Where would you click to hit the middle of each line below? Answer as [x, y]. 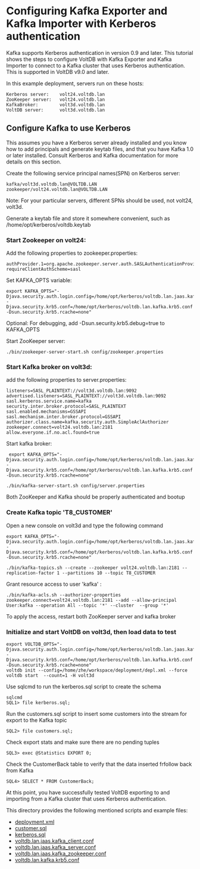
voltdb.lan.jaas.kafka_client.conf [54, 841]
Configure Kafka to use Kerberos [68, 129]
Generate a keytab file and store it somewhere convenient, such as [88, 218]
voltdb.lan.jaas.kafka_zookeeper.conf [60, 853]
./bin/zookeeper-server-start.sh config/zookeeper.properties [85, 352]
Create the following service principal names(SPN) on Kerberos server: [93, 173]
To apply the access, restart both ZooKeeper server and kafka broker [91, 616]
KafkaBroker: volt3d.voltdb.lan [56, 105]
